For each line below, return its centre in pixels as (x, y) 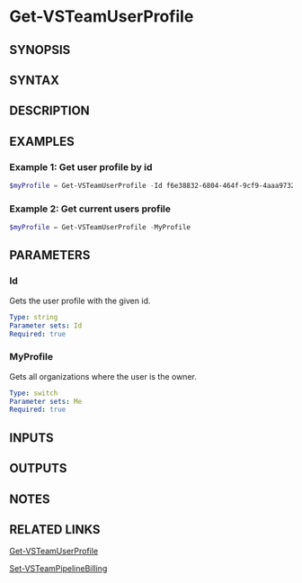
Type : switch (34, 393)
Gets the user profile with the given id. (80, 300)
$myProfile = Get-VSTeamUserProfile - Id (86, 186)
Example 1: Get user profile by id (81, 166)
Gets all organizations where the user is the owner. (103, 376)
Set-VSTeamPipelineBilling (58, 569)
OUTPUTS (38, 468)
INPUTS (31, 438)
